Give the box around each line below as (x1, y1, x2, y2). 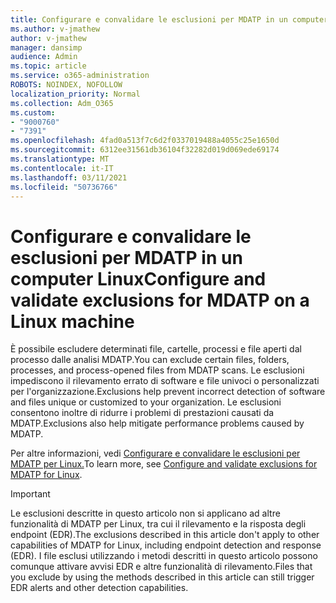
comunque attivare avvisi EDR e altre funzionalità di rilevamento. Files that (10, 561, 313, 573)
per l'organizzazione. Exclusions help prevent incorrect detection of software (10, 386, 326, 398)
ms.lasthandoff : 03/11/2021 (10, 172, 128, 183)
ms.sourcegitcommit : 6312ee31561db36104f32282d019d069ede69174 (10, 145, 280, 155)
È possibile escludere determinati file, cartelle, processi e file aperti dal (10, 343, 302, 355)
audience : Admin (10, 52, 78, 62)
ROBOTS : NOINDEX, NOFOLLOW (10, 80, 123, 90)
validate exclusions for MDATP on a (10, 289, 310, 311)
